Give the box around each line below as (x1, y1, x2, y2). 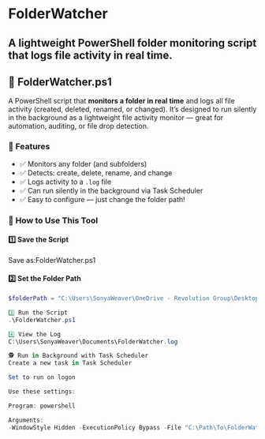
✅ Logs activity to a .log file (19, 177, 112, 186)
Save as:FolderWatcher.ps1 (8, 255, 96, 265)
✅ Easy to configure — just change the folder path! (19, 194, 185, 204)
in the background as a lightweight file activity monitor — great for (8, 113, 223, 122)
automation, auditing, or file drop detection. (8, 122, 149, 131)
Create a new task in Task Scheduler (8, 359, 132, 367)
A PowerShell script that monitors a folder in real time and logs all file (8, 96, 235, 106)
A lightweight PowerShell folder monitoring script (8, 36, 257, 50)
